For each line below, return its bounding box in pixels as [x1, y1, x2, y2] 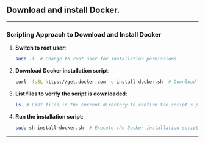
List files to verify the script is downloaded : [15, 90, 128, 97]
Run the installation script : [15, 112, 84, 120]
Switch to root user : [15, 44, 67, 51]
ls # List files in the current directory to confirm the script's [15, 101, 193, 108]
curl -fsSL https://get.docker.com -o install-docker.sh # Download [15, 79, 196, 85]
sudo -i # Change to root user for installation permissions [15, 56, 177, 62]
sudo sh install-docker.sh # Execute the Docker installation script [15, 125, 199, 131]
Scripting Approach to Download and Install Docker [6, 30, 162, 38]
